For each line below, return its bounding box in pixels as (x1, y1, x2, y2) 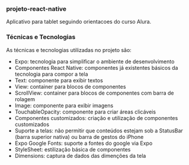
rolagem (14, 95, 36, 102)
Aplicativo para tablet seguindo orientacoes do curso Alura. (6, 18, 152, 25)
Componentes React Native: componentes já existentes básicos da (14, 64, 178, 71)
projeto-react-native (6, 5, 67, 13)
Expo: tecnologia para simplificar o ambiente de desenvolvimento (14, 58, 175, 65)
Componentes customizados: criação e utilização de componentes (14, 114, 178, 121)
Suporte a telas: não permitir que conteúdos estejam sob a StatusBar (14, 127, 184, 134)
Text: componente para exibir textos (14, 76, 104, 84)
